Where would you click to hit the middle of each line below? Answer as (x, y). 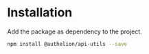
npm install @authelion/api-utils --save (67, 44)
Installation (40, 13)
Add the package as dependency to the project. (74, 31)
